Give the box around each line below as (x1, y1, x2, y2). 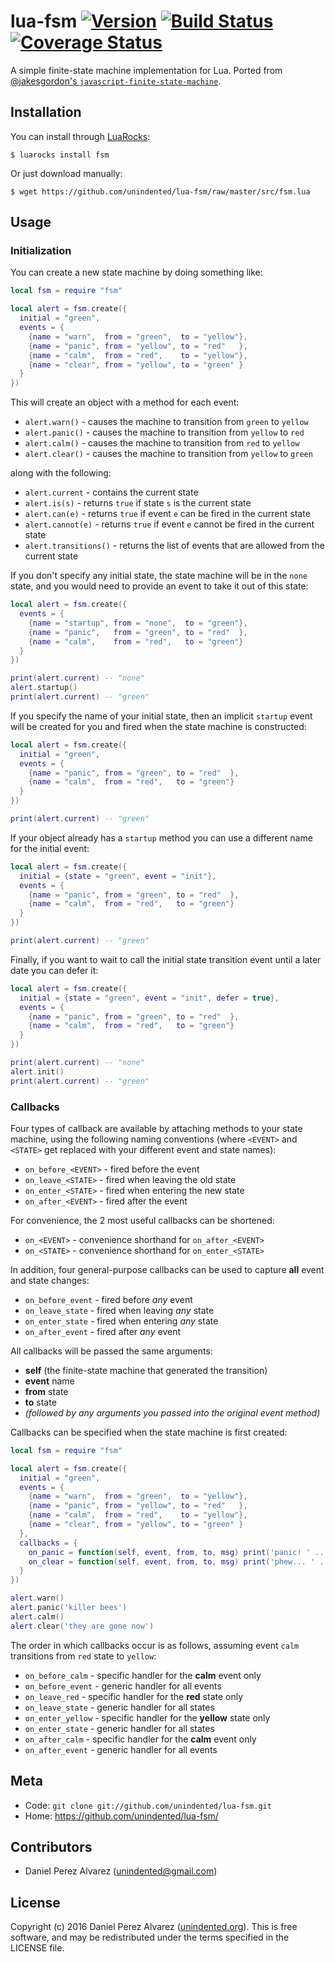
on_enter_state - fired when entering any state (24, 1315, 219, 1327)
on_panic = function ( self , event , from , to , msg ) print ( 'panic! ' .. (28, 1547, 325, 1557)
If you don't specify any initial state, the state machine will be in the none (10, 570, 308, 582)
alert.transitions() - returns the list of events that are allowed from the (24, 540, 325, 552)
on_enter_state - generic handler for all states (24, 1722, 215, 1734)
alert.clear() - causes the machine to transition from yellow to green (24, 448, 313, 460)
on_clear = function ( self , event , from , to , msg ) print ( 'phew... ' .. (28, 1556, 329, 1567)
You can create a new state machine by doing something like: (10, 266, 263, 279)
